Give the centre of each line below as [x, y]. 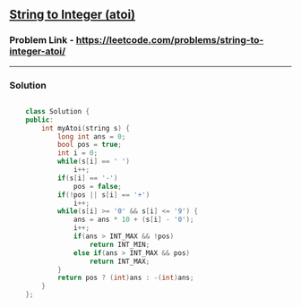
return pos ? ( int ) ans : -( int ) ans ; [125, 278]
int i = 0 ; [77, 153]
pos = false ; [98, 186]
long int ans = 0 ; [91, 136]
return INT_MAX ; [120, 261]
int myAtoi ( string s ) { [86, 128]
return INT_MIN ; [120, 244]
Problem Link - [42, 40]
